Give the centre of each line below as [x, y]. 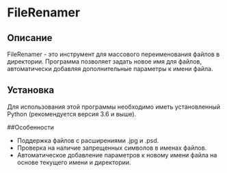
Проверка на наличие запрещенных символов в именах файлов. [112, 148]
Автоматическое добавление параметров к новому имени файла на [117, 155]
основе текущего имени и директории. [74, 162]
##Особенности [31, 127]
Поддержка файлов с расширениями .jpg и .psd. [88, 140]
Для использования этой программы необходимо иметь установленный [114, 107]
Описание [30, 38]
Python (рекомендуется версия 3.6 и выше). [72, 114]
